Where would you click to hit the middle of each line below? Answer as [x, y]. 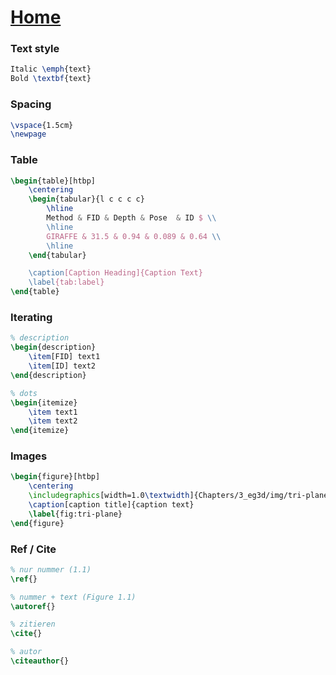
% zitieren [33, 624]
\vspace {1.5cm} [42, 125]
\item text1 [53, 412]
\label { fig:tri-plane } [75, 514]
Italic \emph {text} [51, 69]
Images [29, 456]
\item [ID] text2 [62, 366]
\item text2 [53, 421]
